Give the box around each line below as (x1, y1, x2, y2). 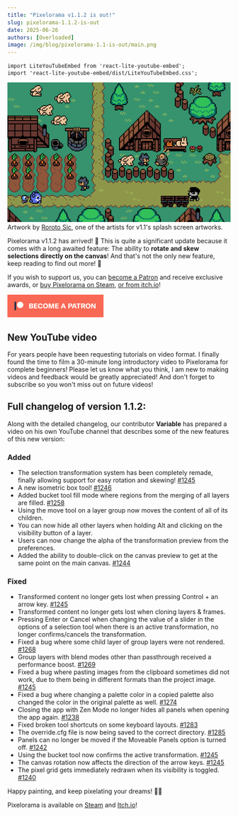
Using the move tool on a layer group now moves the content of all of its (17, 506, 228, 515)
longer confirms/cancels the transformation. (17, 630, 147, 639)
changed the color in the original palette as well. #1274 (17, 698, 177, 707)
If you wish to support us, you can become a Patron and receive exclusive (7, 273, 223, 281)
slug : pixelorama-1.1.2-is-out (7, 18, 100, 26)
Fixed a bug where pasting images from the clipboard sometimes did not (17, 668, 230, 676)
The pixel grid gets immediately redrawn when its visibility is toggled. (17, 766, 220, 774)
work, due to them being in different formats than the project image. (17, 676, 216, 684)
